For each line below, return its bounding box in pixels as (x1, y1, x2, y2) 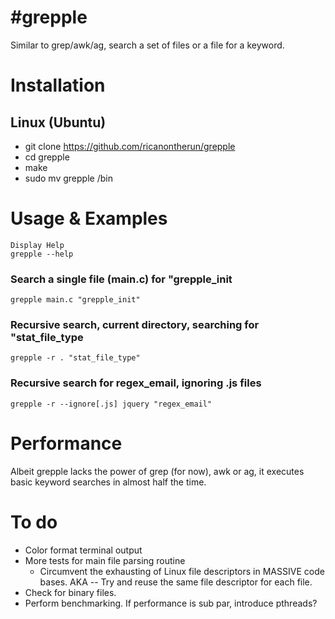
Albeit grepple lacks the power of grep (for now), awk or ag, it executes (10, 465, 305, 477)
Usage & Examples (10, 207, 168, 230)
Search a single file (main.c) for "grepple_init (10, 272, 233, 286)
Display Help (10, 240, 65, 250)
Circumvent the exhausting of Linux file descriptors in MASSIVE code (39, 565, 325, 577)
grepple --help (10, 249, 74, 259)
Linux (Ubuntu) (10, 114, 107, 131)
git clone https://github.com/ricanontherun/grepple (24, 140, 236, 152)
